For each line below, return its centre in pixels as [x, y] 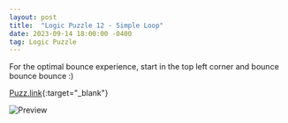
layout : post [33, 17]
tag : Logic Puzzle [43, 42]
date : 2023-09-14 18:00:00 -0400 [71, 33]
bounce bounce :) [42, 76]
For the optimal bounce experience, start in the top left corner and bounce [144, 67]
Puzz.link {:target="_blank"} [59, 93]
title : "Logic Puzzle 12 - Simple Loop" [87, 25]
